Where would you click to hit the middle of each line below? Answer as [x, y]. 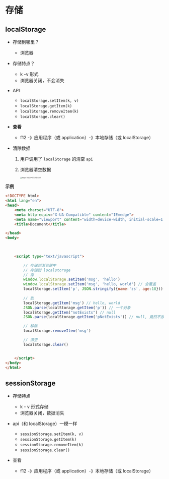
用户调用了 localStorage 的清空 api [56, 159]
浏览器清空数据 [35, 170]
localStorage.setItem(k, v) [49, 101]
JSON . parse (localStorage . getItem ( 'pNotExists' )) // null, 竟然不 [92, 317]
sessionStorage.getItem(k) [48, 440]
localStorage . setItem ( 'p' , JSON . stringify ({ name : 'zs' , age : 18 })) [93, 289]
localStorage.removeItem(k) [49, 111]
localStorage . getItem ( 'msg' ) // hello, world [72, 303]
